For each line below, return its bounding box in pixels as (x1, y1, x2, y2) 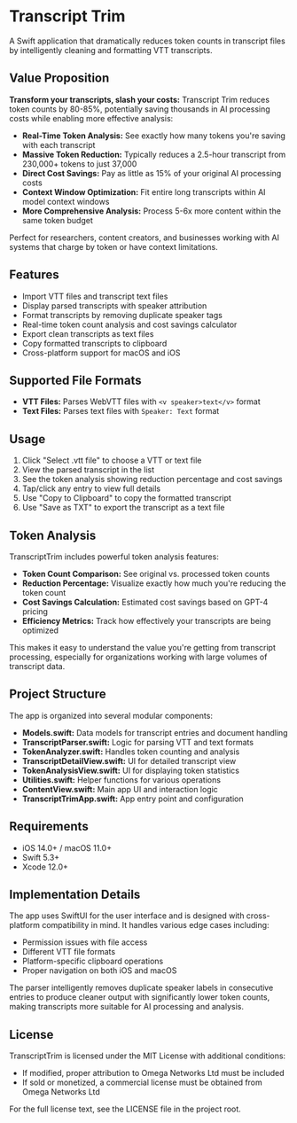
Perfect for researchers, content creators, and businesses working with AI (9, 232, 279, 243)
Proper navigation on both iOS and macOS (21, 965, 177, 976)
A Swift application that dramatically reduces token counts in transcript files (9, 35, 285, 46)
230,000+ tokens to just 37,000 (21, 158, 137, 169)
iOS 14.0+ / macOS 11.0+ (21, 842, 113, 853)
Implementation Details (9, 887, 141, 902)
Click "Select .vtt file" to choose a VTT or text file (21, 455, 202, 466)
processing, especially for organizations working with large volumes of (9, 651, 268, 662)
